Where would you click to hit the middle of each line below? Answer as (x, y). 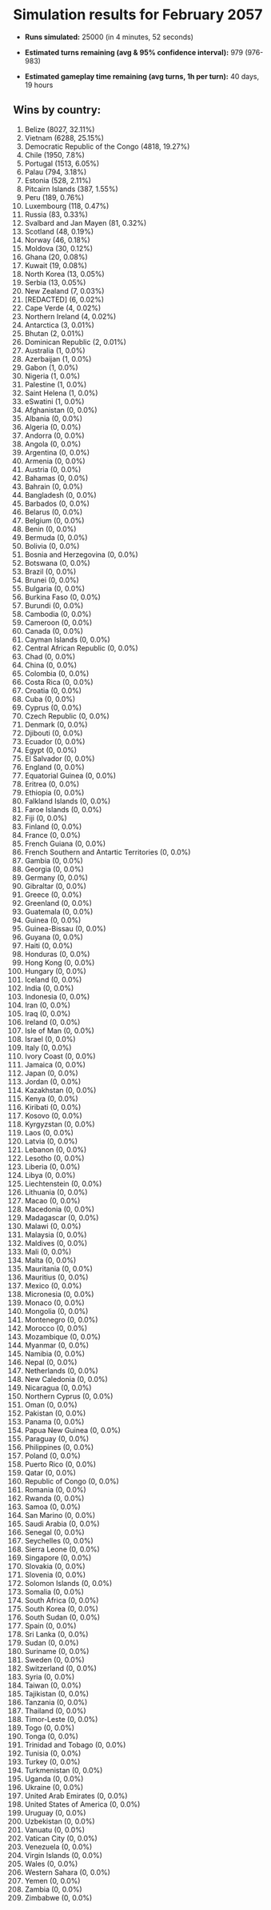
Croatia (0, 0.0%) (53, 691)
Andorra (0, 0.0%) (54, 435)
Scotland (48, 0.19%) (59, 231)
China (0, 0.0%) (51, 665)
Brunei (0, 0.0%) (52, 580)
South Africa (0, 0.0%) (62, 1600)
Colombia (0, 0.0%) (57, 673)
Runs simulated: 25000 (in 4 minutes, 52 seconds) (109, 37)
